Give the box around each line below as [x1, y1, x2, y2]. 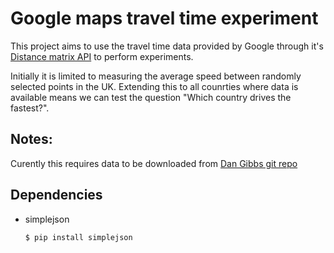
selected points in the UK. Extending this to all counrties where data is [10, 80, 299, 92]
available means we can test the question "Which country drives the [10, 91, 292, 103]
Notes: [10, 131, 53, 148]
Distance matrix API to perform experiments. [10, 50, 194, 62]
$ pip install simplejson [24, 232, 133, 242]
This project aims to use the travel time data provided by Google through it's [10, 40, 324, 52]
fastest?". [10, 102, 50, 114]
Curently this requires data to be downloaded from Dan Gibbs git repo [10, 157, 298, 169]
